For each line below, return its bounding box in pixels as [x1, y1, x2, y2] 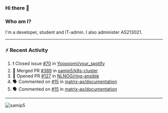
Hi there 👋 [5, 4, 30, 11]
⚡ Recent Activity [5, 47, 48, 54]
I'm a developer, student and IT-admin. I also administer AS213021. [5, 29, 142, 35]
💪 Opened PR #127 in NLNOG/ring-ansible [12, 72, 99, 79]
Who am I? [5, 17, 31, 24]
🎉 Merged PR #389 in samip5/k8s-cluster [12, 67, 98, 73]
